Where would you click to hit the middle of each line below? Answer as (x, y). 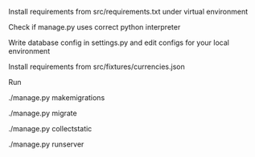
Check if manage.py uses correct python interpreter (95, 27)
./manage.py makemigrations (57, 98)
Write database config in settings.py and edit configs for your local (119, 42)
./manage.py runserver (46, 144)
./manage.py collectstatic (50, 129)
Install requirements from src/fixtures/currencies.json (97, 66)
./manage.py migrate (43, 113)
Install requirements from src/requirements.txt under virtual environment (128, 12)
